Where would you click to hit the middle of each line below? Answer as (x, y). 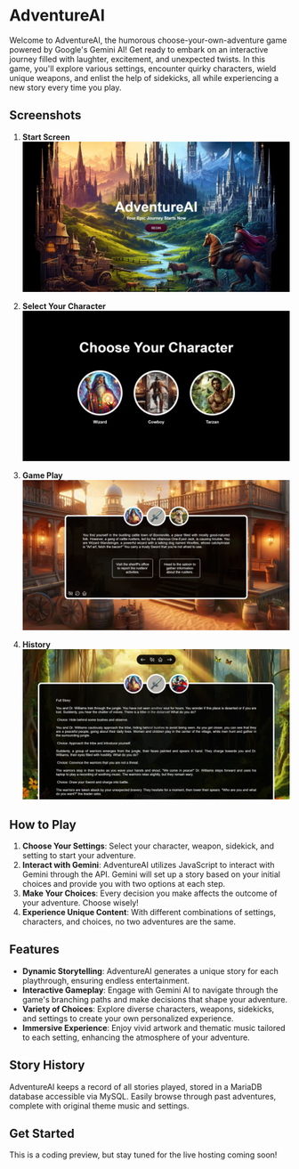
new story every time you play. (65, 87)
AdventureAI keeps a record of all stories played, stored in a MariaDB (136, 1086)
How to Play (43, 824)
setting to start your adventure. (79, 855)
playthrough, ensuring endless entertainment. (105, 980)
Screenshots (45, 115)
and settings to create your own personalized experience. (128, 1018)
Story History (47, 1065)
